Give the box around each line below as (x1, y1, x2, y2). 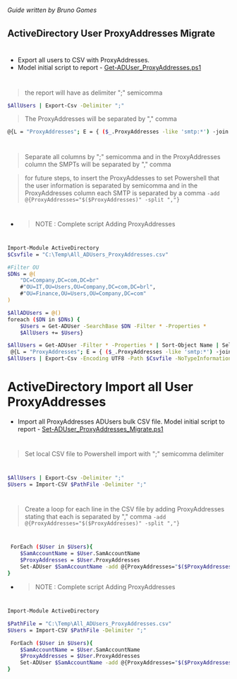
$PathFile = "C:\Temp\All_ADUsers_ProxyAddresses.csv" (7, 620, 172, 627)
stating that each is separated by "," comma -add (24, 513, 166, 521)
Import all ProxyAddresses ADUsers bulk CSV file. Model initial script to (17, 417, 225, 426)
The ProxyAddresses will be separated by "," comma (24, 115, 178, 123)
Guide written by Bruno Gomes (7, 6, 97, 14)
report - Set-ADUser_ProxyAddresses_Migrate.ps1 (17, 424, 164, 433)
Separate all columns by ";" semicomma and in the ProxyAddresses (24, 152, 221, 161)
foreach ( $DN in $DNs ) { (7, 315, 80, 323)
